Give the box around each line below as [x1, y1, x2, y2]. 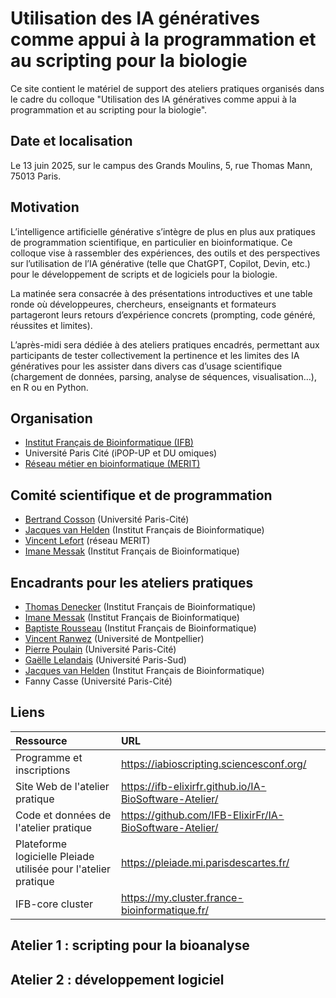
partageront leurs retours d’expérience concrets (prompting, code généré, [10, 308, 316, 321]
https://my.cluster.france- [120, 890, 244, 904]
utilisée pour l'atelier [15, 862, 112, 876]
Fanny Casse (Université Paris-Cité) [24, 675, 173, 687]
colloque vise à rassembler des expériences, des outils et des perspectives [10, 247, 321, 259]
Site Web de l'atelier [15, 779, 110, 793]
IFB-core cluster [15, 897, 94, 911]
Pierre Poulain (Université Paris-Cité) [24, 643, 177, 655]
